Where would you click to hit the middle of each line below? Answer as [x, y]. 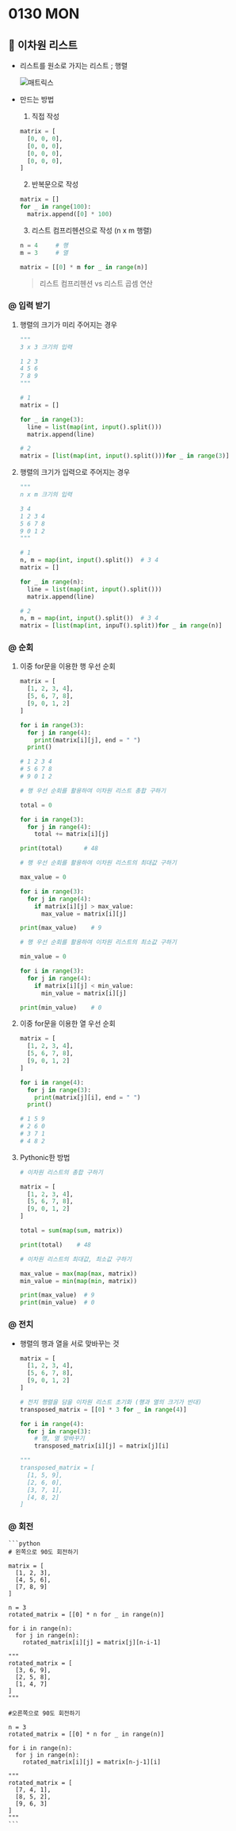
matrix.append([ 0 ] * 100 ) [70, 214]
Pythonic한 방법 [45, 1157]
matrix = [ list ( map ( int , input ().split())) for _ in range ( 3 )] [124, 456]
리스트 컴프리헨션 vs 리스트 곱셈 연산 [96, 283]
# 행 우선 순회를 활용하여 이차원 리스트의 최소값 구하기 [98, 942]
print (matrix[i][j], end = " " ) [88, 740]
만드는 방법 [37, 99]
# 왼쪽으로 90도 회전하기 [44, 1552]
